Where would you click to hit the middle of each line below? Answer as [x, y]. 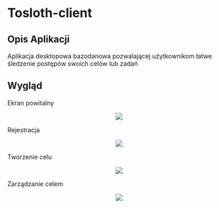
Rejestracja [24, 129]
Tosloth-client [50, 13]
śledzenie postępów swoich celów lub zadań [73, 64]
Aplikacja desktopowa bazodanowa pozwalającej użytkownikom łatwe [110, 56]
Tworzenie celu [30, 156]
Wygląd [25, 86]
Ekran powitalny [31, 103]
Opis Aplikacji [39, 39]
